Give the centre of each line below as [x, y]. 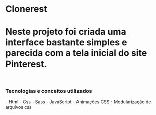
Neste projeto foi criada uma [66, 32]
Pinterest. [26, 64]
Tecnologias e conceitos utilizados [49, 91]
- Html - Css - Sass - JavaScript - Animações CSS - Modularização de [78, 102]
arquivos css [18, 107]
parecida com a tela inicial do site [76, 53]
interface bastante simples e [66, 43]
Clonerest [26, 9]
